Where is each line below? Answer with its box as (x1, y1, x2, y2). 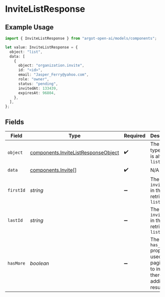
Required (123, 132, 146, 139)
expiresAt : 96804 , (18, 90, 56, 95)
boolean (30, 260, 49, 267)
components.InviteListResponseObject (30, 149, 119, 156)
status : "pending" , (18, 81, 58, 86)
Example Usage (5, 23, 54, 31)
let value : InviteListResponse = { (5, 45, 78, 50)
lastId (7, 217, 23, 223)
